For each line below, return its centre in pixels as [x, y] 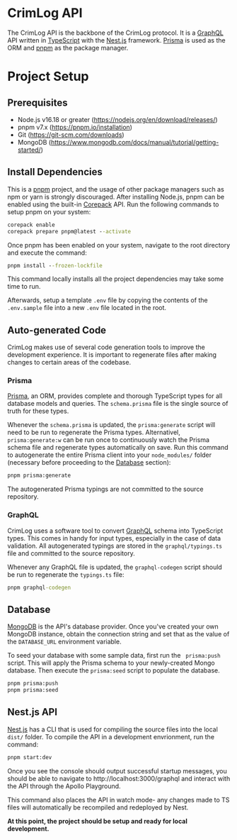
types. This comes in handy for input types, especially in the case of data [114, 538]
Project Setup [48, 77]
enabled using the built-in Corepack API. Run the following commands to [113, 204]
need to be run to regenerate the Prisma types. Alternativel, [94, 432]
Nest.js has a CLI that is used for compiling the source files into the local [112, 729]
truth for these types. [38, 411]
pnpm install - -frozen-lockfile [55, 265]
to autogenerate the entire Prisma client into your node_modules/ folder [110, 455]
